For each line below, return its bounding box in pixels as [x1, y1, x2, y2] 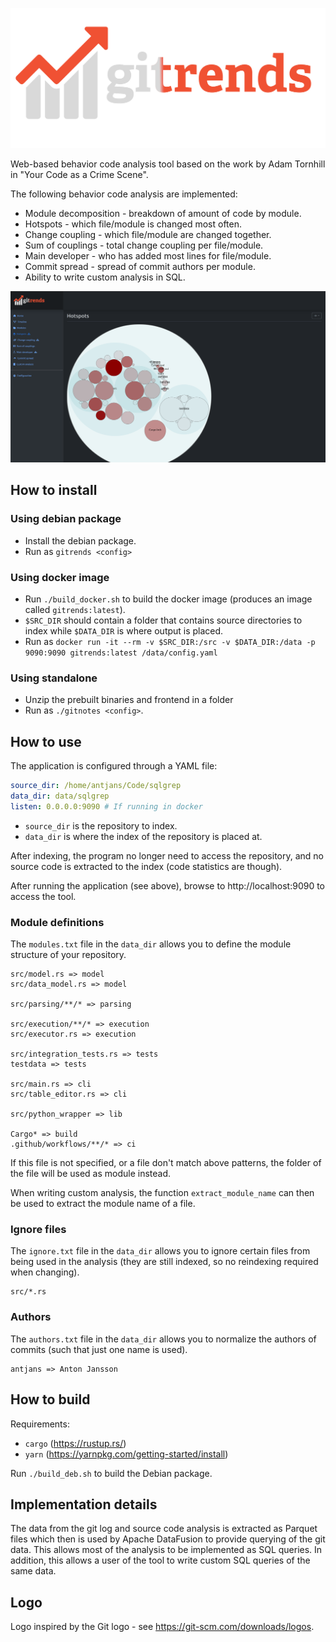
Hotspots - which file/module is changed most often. [24, 218, 243, 230]
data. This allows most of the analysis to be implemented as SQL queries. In [10, 1544, 323, 1556]
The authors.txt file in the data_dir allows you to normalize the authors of [10, 1333, 317, 1345]
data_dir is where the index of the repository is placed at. [24, 830, 263, 842]
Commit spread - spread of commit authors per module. [24, 260, 256, 272]
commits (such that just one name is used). [10, 1343, 188, 1355]
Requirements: [10, 1418, 70, 1430]
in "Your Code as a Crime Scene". [10, 168, 149, 180]
